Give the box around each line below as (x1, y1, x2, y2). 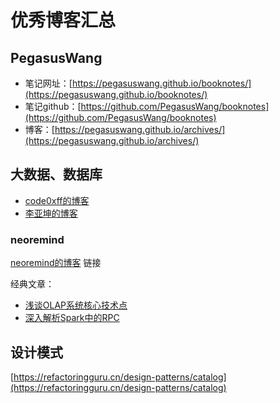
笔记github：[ (24, 101, 82, 112)
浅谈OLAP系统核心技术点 (24, 299, 128, 311)
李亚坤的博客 (24, 207, 78, 219)
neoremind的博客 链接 (10, 257, 102, 269)
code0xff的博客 (24, 194, 90, 206)
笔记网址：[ (24, 77, 73, 89)
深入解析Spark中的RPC (24, 312, 120, 324)
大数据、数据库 (10, 166, 103, 183)
